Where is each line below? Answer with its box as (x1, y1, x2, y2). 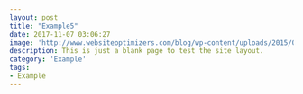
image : (9, 38, 34, 47)
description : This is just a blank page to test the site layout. (9, 47, 264, 56)
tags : (9, 64, 30, 73)
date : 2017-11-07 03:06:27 (9, 30, 111, 38)
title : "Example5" (9, 21, 78, 30)
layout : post (9, 13, 59, 22)
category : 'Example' (9, 55, 87, 64)
